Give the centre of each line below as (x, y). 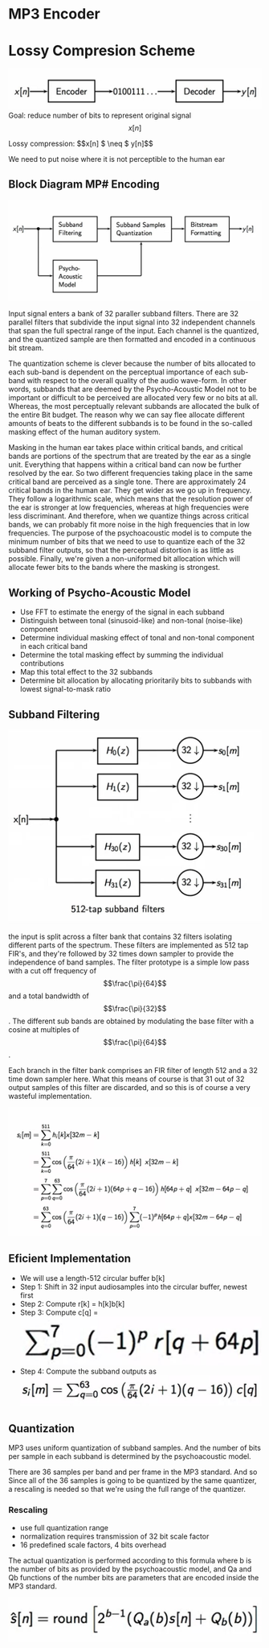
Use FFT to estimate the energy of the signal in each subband (122, 612)
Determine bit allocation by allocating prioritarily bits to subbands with (136, 680)
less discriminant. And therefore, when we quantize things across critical (128, 516)
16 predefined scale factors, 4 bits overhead (93, 1545)
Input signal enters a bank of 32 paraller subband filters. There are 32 (124, 314)
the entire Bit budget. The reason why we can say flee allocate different (126, 415)
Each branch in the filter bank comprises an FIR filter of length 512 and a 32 (133, 1071)
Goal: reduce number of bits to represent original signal (100, 115)
